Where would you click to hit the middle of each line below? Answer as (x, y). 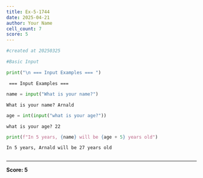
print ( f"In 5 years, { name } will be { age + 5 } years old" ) (82, 137)
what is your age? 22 (34, 126)
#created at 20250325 (34, 51)
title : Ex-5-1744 (28, 12)
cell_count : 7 (24, 29)
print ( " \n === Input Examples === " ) (54, 72)
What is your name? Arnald (40, 105)
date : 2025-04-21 (28, 17)
